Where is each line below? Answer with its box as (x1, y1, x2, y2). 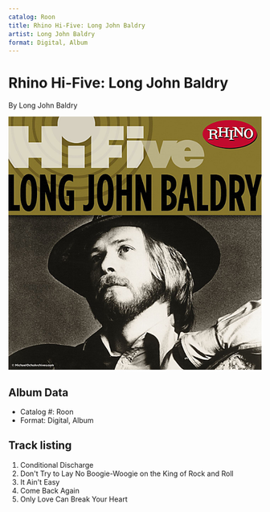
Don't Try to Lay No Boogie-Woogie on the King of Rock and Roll (19, 469, 234, 478)
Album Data (8, 386, 69, 399)
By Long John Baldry (8, 100, 78, 110)
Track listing (8, 439, 72, 453)
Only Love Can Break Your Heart (19, 494, 128, 504)
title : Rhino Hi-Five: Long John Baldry (8, 21, 146, 30)
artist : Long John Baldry (8, 30, 95, 38)
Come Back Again (19, 485, 80, 495)
